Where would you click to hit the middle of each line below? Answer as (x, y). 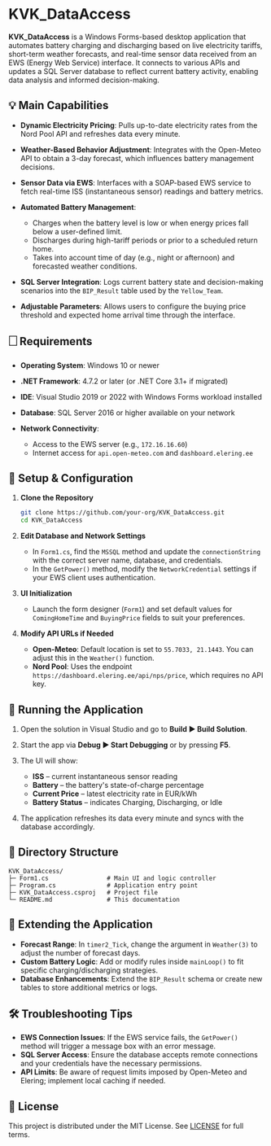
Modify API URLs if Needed (67, 634)
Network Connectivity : (59, 428)
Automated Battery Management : (78, 207)
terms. (19, 1135)
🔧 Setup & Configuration (71, 478)
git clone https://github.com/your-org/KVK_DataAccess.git (122, 513)
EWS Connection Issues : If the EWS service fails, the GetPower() (129, 1038)
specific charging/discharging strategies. (89, 970)
